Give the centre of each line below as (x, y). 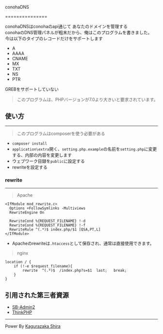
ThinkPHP (22, 312)
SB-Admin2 (24, 307)
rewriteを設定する (30, 167)
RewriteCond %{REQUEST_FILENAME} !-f (48, 225)
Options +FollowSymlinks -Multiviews (48, 208)
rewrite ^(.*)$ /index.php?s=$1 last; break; (75, 271)
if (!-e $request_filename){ (43, 267)
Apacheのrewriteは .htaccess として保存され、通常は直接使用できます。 (83, 243)
